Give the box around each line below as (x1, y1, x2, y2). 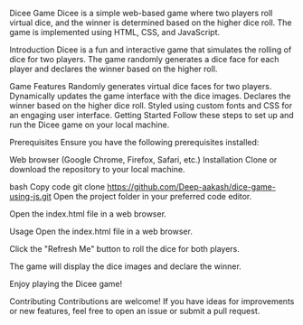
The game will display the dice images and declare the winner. (9, 261, 241, 272)
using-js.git (9, 191, 52, 201)
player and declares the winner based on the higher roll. (9, 63, 218, 74)
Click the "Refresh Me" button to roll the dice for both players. (9, 244, 240, 254)
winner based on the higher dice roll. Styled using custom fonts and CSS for (9, 100, 292, 111)
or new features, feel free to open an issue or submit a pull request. (9, 306, 260, 316)
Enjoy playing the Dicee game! (9, 279, 123, 289)
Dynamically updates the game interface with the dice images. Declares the (9, 90, 291, 101)
